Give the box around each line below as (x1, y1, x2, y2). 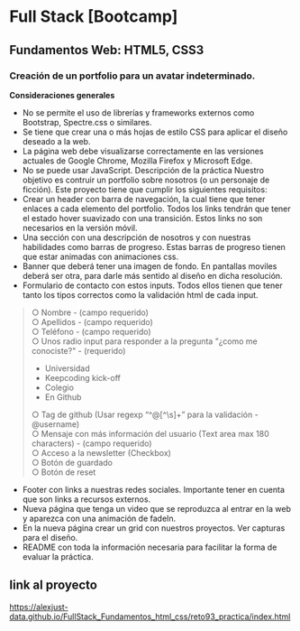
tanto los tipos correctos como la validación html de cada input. (22, 289, 259, 300)
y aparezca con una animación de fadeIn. (22, 513, 177, 524)
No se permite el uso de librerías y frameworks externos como (22, 107, 255, 118)
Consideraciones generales (9, 89, 115, 100)
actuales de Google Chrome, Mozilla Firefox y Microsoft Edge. (22, 155, 253, 166)
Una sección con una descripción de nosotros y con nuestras (22, 232, 251, 243)
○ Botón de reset (31, 467, 96, 478)
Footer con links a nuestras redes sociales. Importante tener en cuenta (22, 484, 286, 495)
